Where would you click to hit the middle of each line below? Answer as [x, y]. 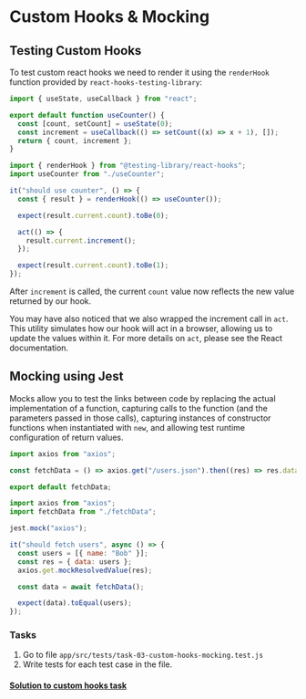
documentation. [39, 348]
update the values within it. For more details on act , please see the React [146, 338]
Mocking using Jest [67, 376]
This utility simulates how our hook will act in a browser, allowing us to [141, 329]
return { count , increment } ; [75, 141]
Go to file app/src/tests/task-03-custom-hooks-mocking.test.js [143, 655]
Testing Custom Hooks [76, 51]
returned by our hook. [51, 301]
